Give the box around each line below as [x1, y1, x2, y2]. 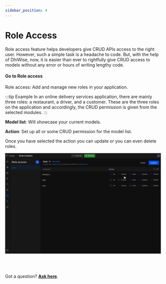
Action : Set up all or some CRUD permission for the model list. [5, 128, 132, 134]
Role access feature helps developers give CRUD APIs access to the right [5, 46, 155, 52]
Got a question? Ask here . [5, 273, 58, 279]
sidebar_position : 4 [5, 8, 48, 13]
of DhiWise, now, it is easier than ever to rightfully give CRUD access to [5, 57, 151, 63]
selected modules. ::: [5, 109, 48, 115]
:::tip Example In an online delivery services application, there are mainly [5, 94, 152, 100]
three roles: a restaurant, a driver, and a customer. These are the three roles [5, 99, 160, 105]
